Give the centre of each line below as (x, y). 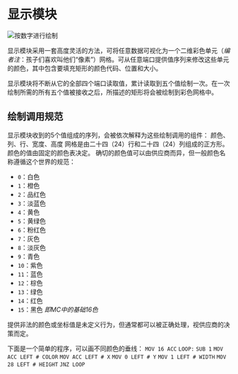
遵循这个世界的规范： (44, 161)
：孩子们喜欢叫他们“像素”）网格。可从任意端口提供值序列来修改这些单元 (125, 59)
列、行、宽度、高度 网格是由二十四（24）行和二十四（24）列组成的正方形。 (118, 144)
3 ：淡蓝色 (31, 203)
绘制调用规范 (35, 117)
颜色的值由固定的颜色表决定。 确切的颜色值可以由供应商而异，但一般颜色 (113, 152)
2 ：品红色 (31, 194)
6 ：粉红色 (31, 229)
